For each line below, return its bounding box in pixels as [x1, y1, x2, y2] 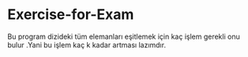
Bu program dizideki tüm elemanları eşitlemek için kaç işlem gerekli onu [7, 32, 240, 41]
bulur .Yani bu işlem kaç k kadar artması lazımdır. [7, 40, 167, 49]
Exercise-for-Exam [7, 6, 134, 24]
